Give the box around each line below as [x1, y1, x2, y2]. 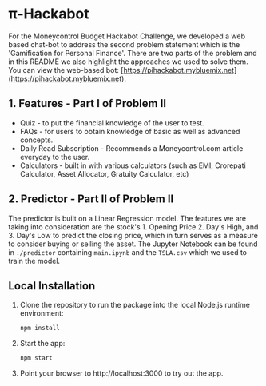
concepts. [19, 135, 54, 145]
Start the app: [19, 339, 66, 348]
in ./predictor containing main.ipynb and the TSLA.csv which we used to [8, 247, 248, 257]
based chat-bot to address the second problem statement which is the [8, 39, 240, 49]
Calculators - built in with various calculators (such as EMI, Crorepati [19, 161, 246, 170]
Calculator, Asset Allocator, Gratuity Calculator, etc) [19, 169, 189, 178]
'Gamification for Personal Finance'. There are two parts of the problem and [8, 48, 257, 58]
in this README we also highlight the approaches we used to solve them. [8, 57, 249, 66]
